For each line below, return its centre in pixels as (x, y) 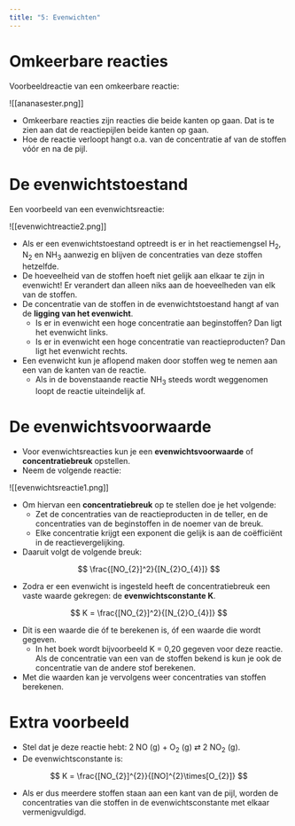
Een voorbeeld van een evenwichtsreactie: (87, 208)
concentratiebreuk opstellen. (76, 460)
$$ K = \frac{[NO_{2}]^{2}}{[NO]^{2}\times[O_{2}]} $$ (149, 775)
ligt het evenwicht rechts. (82, 351)
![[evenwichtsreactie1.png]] (59, 487)
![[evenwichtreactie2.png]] (58, 226)
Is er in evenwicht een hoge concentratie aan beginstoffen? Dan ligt (159, 323)
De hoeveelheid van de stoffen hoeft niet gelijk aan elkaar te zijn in (143, 276)
